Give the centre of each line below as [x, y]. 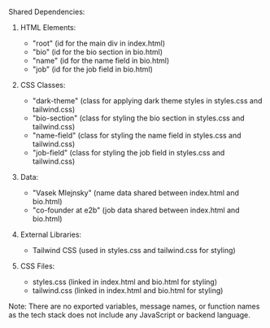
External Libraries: [51, 234]
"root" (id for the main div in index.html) [98, 43]
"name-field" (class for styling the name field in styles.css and [137, 135]
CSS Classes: [43, 85]
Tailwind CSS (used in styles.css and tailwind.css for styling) [134, 250]
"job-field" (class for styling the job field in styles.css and [128, 153]
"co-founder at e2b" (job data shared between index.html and [136, 210]
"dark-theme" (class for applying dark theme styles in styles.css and [147, 101]
